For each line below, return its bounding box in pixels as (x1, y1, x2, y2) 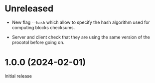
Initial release (4, 73, 32, 79)
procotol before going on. (11, 39, 65, 45)
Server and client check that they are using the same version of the (11, 34, 150, 40)
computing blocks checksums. (11, 24, 75, 30)
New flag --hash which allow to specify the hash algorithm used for (11, 19, 150, 25)
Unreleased (4, 3, 54, 14)
